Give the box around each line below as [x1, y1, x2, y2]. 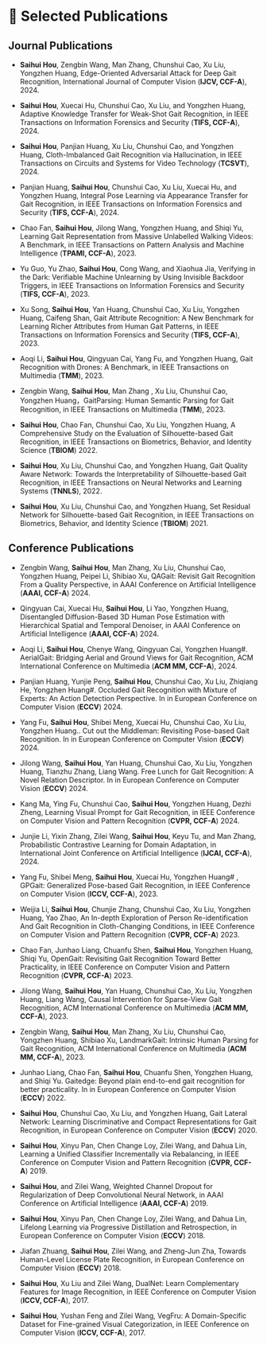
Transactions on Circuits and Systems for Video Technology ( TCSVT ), [19, 158, 250, 168]
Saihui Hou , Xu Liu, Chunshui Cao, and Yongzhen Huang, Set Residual [19, 501, 250, 511]
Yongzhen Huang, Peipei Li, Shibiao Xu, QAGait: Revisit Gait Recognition [19, 571, 256, 580]
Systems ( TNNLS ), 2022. [19, 486, 103, 496]
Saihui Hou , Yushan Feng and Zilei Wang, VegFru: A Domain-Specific [19, 1311, 247, 1320]
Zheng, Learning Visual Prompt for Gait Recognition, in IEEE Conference [19, 807, 256, 817]
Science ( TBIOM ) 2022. [19, 446, 98, 454]
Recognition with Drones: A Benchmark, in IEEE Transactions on [19, 362, 229, 372]
